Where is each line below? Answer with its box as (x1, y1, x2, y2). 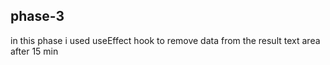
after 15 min (10, 45, 59, 57)
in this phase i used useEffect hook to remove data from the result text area (10, 34, 321, 46)
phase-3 (10, 8, 65, 25)
